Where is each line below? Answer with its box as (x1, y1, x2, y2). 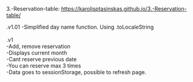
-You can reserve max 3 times (6, 62, 81, 69)
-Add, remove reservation (6, 43, 71, 50)
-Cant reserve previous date (6, 56, 77, 63)
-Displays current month (6, 49, 67, 56)
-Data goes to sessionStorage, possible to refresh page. (6, 69, 147, 75)
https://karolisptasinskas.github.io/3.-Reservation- (61, 5, 187, 12)
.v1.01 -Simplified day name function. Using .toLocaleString (6, 24, 154, 30)
